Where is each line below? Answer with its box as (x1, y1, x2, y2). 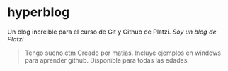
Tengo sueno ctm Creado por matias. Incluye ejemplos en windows (24, 49, 222, 57)
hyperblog (7, 4, 70, 20)
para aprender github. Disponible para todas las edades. (24, 56, 190, 64)
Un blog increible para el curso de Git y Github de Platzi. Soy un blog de (7, 27, 217, 36)
